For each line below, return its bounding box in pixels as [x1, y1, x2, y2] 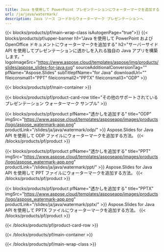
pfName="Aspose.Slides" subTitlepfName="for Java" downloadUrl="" [5, 69, 147, 76]
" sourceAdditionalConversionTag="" [72, 65, 147, 70]
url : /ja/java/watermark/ [5, 12, 58, 17]
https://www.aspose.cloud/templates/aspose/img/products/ [38, 59, 159, 65]
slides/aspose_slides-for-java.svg [5, 65, 73, 70]
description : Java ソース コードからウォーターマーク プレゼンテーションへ [5, 16, 143, 21]
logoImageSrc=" [5, 59, 38, 65]
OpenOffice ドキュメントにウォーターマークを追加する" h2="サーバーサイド [5, 42, 159, 47]
